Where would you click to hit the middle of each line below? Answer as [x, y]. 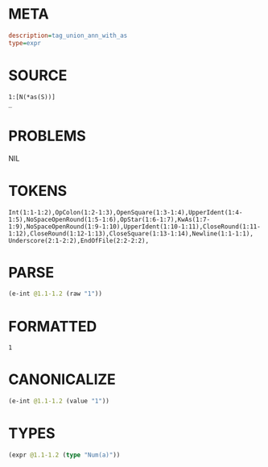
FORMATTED [53, 326]
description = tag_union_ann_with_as [68, 35]
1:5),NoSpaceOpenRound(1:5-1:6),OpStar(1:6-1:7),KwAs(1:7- [109, 219]
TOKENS [38, 191]
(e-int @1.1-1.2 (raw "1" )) [56, 294]
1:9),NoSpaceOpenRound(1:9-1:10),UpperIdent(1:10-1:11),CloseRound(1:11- [135, 227]
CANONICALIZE [62, 379]
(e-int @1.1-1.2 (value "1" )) [59, 401]
